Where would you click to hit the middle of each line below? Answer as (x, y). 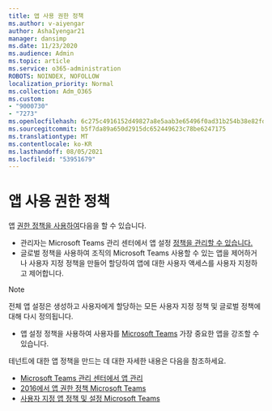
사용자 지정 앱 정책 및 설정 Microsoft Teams (90, 399)
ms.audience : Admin (41, 54)
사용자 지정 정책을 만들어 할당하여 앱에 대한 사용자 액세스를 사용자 (132, 263)
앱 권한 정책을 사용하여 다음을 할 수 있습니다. (78, 226)
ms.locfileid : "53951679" (52, 159)
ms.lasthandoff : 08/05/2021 (56, 152)
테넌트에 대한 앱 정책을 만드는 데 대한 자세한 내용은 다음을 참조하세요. (117, 361)
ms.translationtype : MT (49, 136)
